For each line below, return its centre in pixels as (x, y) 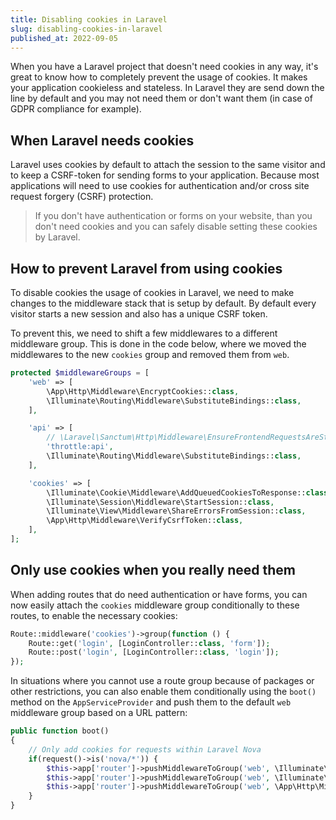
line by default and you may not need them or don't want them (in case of (161, 98)
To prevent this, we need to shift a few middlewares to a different (144, 333)
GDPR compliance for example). (76, 109)
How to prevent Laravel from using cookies (146, 268)
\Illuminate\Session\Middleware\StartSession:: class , (160, 502)
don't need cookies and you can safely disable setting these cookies (176, 227)
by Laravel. (57, 237)
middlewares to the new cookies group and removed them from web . (150, 354)
